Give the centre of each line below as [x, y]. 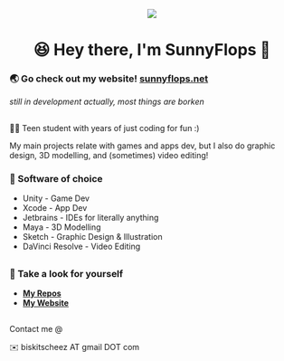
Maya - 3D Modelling [62, 227]
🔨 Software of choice [56, 178]
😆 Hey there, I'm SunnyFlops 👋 [152, 50]
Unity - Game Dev [56, 198]
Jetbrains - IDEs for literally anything [90, 218]
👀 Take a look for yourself [66, 273]
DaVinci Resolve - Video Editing [81, 247]
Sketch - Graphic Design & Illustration [92, 237]
